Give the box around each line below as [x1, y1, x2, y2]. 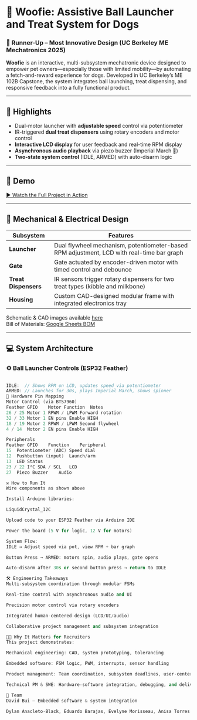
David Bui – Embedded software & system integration [6, 698, 138, 704]
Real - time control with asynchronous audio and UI [6, 592, 133, 597]
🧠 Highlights [6, 107, 52, 117]
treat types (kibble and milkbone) [53, 282, 145, 290]
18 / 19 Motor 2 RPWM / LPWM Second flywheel [6, 420, 119, 427]
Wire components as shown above [6, 485, 85, 491]
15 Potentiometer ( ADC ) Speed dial [6, 448, 96, 454]
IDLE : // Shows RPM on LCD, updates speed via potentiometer [6, 382, 161, 389]
